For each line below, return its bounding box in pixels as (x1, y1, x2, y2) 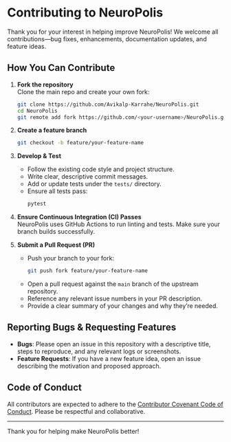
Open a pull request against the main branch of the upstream (27, 280, 199, 288)
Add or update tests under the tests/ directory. (27, 180, 162, 188)
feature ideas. (7, 42, 47, 50)
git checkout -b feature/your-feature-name (16, 140, 144, 146)
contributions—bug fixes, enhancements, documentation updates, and (7, 34, 208, 43)
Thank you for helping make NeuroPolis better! (7, 427, 140, 435)
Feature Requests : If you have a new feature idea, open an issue (16, 354, 201, 362)
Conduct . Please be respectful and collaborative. (7, 407, 146, 415)
